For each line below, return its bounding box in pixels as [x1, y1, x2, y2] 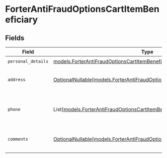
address [7, 77, 26, 82]
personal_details [7, 58, 49, 64]
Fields [5, 34, 25, 42]
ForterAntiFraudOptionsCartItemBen [5, 3, 160, 15]
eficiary [5, 14, 38, 25]
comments [7, 136, 28, 142]
